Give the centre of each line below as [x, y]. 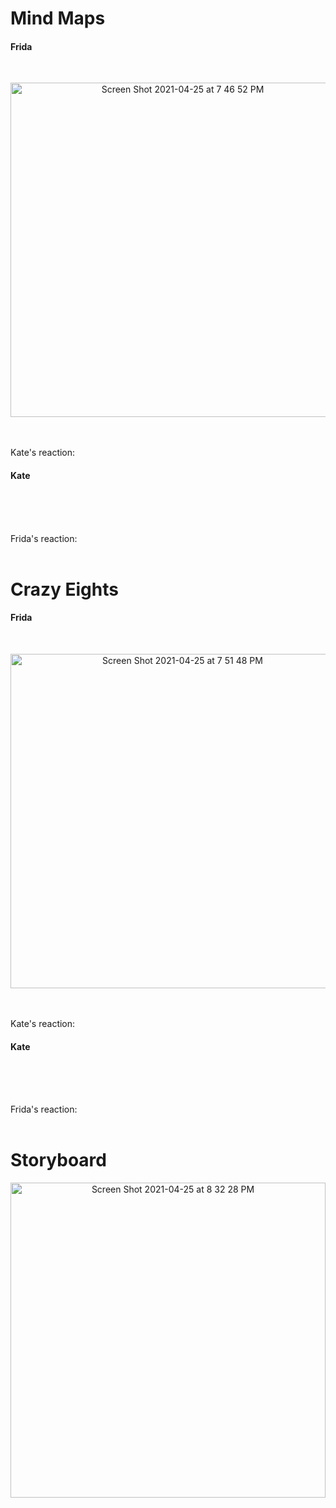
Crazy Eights [64, 589]
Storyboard [58, 1160]
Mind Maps [58, 18]
